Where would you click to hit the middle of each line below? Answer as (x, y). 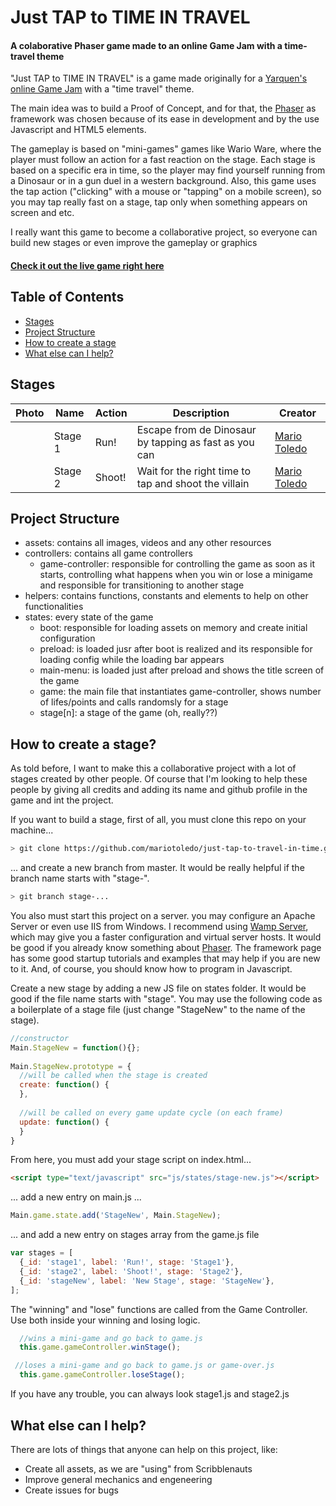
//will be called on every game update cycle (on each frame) (151, 1112)
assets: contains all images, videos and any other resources (148, 543)
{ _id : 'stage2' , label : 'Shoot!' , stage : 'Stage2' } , (131, 1271)
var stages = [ (42, 1253)
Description (201, 413)
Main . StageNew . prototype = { (71, 1066)
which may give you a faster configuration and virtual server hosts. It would (166, 937)
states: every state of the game (89, 617)
